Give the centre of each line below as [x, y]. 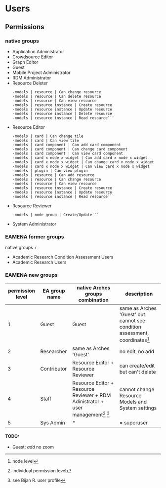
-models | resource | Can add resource [53, 175]
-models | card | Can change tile [48, 136]
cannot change [137, 389]
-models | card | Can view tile [45, 140]
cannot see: [133, 321]
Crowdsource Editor [33, 57]
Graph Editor [25, 62]
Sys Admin [53, 423]
